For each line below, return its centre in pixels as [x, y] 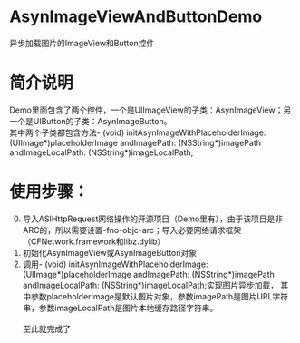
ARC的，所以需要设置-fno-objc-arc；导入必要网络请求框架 [132, 230]
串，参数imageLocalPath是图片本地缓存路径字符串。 [120, 308]
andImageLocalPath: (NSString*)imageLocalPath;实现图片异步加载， [150, 285]
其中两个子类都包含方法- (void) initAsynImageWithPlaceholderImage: [138, 132]
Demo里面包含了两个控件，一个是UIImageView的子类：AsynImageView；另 [150, 110]
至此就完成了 [46, 328]
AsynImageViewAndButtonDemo [136, 17]
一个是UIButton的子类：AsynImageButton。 [91, 121]
